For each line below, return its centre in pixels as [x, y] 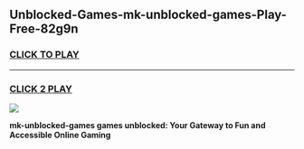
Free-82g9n [44, 29]
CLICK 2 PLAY [41, 88]
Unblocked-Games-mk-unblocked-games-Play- [148, 15]
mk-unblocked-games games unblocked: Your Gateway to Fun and [138, 125]
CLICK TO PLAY [44, 55]
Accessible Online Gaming [60, 135]
